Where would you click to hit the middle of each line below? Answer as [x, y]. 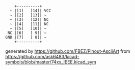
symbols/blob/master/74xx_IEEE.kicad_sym [51, 62]
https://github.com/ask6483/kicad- [43, 57]
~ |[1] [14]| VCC [31, 11]
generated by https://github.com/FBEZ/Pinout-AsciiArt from [68, 51]
